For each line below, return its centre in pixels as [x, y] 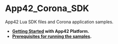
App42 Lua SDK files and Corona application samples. [59, 22]
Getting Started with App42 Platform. [51, 31]
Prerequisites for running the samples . [52, 36]
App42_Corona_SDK [47, 8]
